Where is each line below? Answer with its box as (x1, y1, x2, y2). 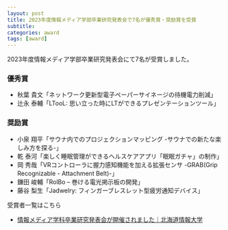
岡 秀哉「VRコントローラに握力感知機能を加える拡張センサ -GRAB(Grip (16, 160, 218, 168)
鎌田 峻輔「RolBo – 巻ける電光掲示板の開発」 (16, 177, 144, 186)
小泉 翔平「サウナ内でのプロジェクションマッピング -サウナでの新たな (16, 135, 216, 143)
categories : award (7, 29, 60, 36)
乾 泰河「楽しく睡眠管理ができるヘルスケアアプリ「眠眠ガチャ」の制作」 (16, 152, 223, 160)
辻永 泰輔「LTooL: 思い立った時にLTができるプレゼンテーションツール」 (16, 99, 220, 107)
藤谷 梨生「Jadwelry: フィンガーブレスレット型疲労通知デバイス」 (16, 186, 204, 194)
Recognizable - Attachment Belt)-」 (16, 169, 118, 177)
